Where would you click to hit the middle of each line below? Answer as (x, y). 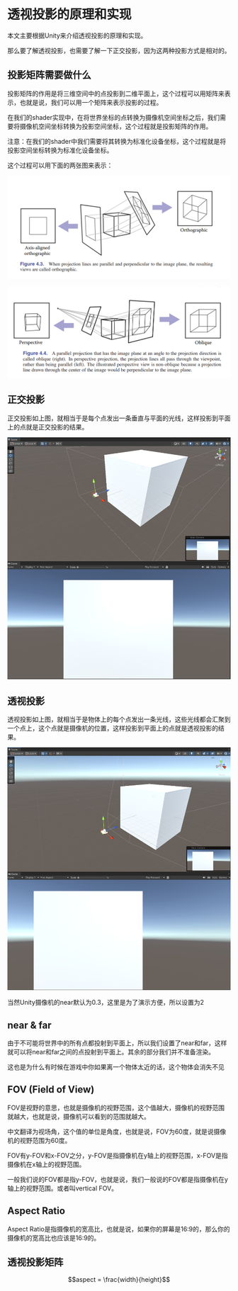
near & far (29, 1025)
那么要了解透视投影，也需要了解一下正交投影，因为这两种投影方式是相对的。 (119, 50)
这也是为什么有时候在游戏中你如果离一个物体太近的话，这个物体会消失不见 (116, 1066)
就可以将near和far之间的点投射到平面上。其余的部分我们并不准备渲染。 (111, 1052)
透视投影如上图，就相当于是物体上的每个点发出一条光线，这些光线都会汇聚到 (119, 719)
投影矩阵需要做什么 (49, 75)
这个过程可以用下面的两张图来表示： (60, 165)
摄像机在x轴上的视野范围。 (46, 1164)
